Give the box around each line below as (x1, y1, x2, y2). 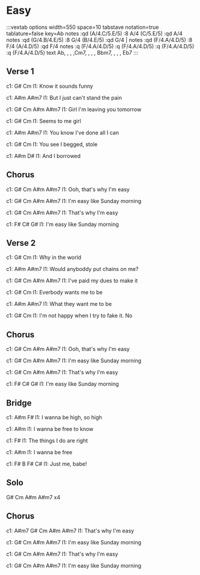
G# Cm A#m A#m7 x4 (6, 493, 61, 500)
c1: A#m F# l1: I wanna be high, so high (6, 414, 102, 421)
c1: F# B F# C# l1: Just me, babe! (6, 460, 87, 467)
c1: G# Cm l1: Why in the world (6, 254, 82, 261)
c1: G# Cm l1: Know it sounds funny (6, 82, 93, 90)
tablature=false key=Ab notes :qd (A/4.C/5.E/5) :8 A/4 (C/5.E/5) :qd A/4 (6, 29, 183, 37)
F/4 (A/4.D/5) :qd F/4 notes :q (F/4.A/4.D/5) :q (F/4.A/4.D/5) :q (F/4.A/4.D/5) (6, 43, 195, 50)
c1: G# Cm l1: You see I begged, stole (6, 141, 98, 148)
